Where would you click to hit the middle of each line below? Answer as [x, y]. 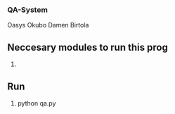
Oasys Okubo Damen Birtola [48, 25]
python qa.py [37, 103]
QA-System [27, 10]
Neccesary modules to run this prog [88, 47]
